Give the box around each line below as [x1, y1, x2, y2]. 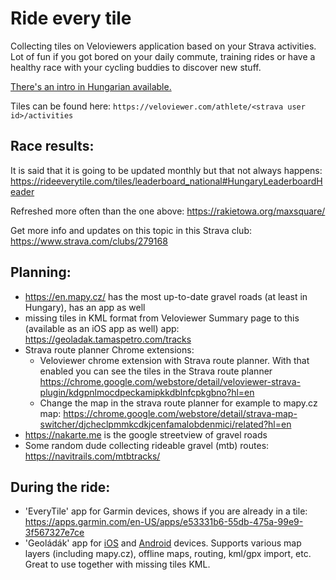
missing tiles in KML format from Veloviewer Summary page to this [24, 312, 300, 324]
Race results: [10, 138, 95, 155]
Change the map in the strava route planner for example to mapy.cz [39, 397, 318, 409]
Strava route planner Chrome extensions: [24, 343, 195, 356]
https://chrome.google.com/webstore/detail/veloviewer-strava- [39, 375, 301, 387]
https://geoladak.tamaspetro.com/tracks [24, 333, 192, 345]
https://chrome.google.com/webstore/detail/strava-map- [63, 407, 298, 419]
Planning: [10, 264, 72, 281]
